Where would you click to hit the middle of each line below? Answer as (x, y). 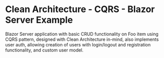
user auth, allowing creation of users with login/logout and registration (78, 44)
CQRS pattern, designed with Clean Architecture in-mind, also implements (82, 39)
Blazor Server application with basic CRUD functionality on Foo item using (82, 34)
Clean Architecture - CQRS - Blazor (80, 9)
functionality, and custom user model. (45, 50)
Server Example (39, 20)
